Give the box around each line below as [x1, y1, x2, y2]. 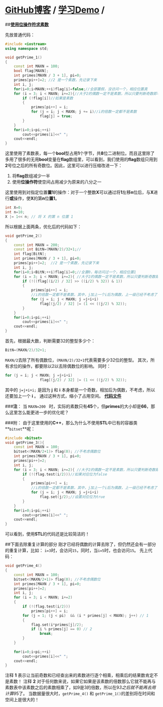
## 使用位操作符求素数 [5, 21, 49, 27]
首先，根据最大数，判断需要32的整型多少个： [5, 338, 96, 344]
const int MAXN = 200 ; [14, 242, 60, 248]
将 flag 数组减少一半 [12, 173, 50, 179]
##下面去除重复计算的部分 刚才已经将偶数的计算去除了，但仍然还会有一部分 [5, 541, 156, 547]
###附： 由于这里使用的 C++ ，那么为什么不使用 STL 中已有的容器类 [5, 420, 138, 425]
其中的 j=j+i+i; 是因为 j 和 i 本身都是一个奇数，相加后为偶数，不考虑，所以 [5, 387, 155, 393]
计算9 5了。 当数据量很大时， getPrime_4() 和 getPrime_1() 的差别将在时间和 [5, 690, 155, 697]
